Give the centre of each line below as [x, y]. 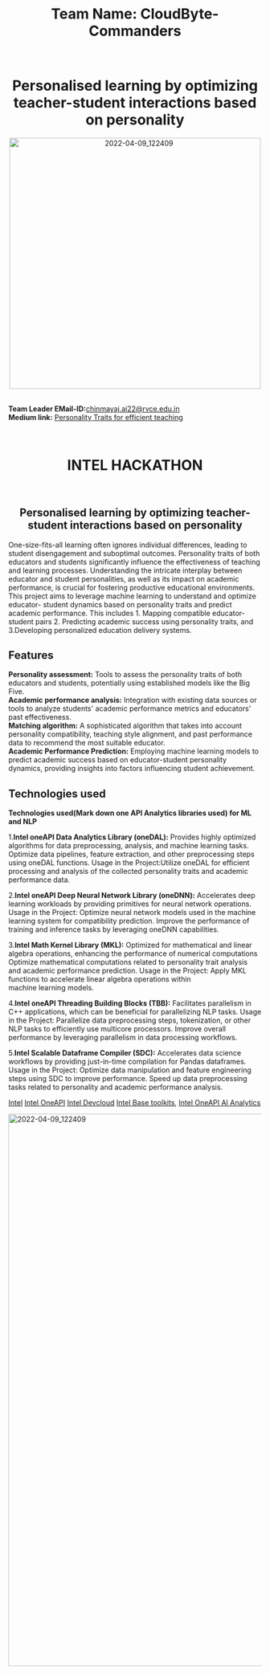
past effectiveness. [40, 717]
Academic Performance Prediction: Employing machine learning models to [134, 751]
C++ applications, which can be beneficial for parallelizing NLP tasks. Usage [135, 1012]
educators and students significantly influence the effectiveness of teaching [135, 561]
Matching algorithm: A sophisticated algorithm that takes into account [125, 726]
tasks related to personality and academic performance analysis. [116, 1087]
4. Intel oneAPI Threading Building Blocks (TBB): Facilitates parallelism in [130, 1003]
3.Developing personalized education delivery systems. [100, 630]
